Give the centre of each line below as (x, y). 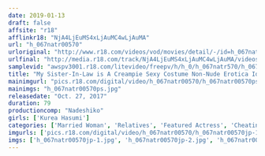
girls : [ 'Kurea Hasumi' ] (49, 118)
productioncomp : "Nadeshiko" (56, 111)
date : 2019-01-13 (37, 15)
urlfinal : (24, 60)
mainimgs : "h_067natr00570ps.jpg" (65, 89)
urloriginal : (30, 52)
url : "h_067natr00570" (45, 45)
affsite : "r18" (33, 30)
